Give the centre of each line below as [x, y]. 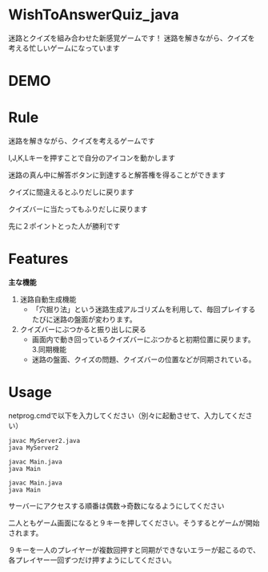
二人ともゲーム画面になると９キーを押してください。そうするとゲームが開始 [134, 522]
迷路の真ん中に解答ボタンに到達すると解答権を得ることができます [117, 175]
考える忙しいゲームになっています [64, 48]
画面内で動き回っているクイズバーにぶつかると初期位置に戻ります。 [144, 339]
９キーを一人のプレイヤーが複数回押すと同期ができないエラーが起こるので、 [134, 550]
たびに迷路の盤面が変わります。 [84, 319]
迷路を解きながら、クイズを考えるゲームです [82, 141]
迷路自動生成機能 [48, 299]
